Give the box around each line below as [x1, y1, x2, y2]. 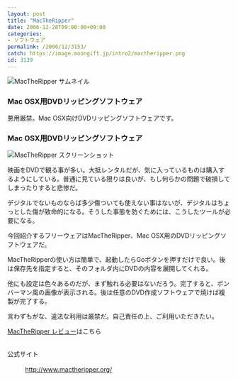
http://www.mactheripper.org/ [25, 365, 113, 374]
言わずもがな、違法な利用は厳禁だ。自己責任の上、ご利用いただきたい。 [7, 312, 218, 321]
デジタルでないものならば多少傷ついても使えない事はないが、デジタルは [7, 199, 218, 207]
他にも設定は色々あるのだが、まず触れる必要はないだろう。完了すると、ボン [7, 280, 230, 288]
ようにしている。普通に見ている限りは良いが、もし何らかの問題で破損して [13, 175, 230, 183]
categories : [7, 30, 42, 38]
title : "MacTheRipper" [7, 17, 74, 24]
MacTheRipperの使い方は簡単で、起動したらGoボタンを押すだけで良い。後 [7, 255, 226, 264]
